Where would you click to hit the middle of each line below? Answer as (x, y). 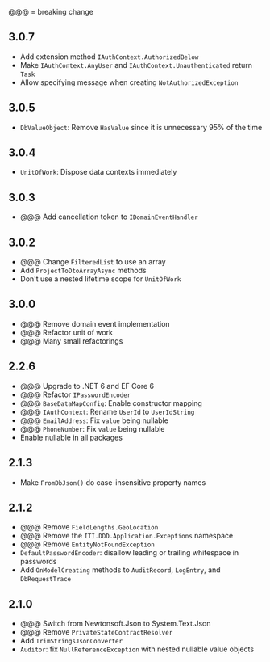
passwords (38, 562)
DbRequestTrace (46, 580)
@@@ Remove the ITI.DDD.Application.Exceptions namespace (127, 536)
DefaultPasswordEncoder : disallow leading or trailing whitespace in (129, 553)
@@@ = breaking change (51, 12)
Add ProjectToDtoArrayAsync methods (83, 271)
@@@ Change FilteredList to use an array (93, 262)
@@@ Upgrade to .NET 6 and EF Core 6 (87, 386)
